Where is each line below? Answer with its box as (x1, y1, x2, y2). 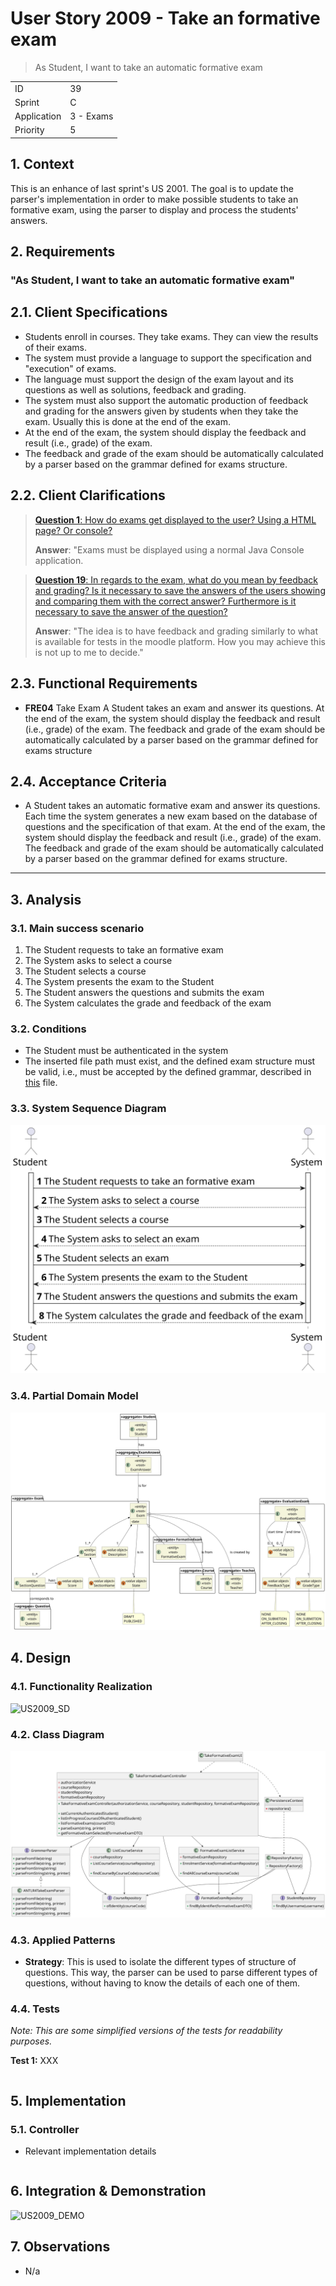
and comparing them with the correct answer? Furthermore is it (34, 595, 297, 607)
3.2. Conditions (10, 1022, 87, 1036)
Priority (14, 124, 45, 136)
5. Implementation (10, 2092, 127, 2109)
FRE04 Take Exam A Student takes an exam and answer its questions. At (24, 702, 325, 714)
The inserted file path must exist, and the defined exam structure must (24, 1055, 316, 1067)
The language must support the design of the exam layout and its (24, 373, 294, 385)
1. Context (10, 156, 75, 173)
